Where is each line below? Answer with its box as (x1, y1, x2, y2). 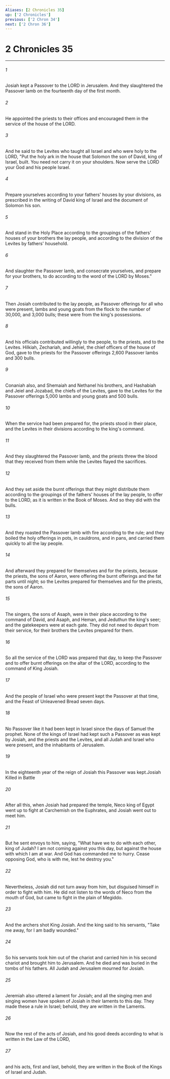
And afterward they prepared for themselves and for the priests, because (5, 568, 158, 574)
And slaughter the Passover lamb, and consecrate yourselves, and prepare (5, 268, 161, 274)
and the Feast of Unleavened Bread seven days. (5, 698, 105, 704)
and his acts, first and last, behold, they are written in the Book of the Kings (5, 1063, 162, 1069)
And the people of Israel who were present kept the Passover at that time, (5, 693, 159, 699)
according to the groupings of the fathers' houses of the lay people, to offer (5, 491, 163, 498)
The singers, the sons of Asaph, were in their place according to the (5, 611, 147, 617)
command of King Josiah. (5, 666, 59, 672)
